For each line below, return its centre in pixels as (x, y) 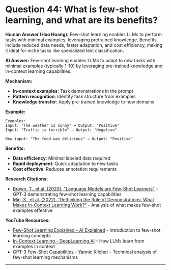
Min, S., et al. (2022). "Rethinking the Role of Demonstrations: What (83, 199)
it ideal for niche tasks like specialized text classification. (65, 50)
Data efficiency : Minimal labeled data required (62, 158)
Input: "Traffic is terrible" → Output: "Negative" (61, 130)
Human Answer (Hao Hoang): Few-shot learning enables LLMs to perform (83, 34)
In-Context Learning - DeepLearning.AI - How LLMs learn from (79, 241)
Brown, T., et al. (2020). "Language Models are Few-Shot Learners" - (85, 188)
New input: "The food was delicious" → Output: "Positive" (69, 139)
